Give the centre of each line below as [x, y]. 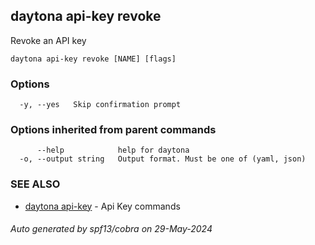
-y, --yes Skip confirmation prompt [100, 105]
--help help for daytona [113, 150]
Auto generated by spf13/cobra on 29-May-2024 [111, 229]
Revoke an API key [48, 40]
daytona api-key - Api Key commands [102, 206]
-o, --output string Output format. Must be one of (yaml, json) [163, 159]
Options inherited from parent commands [113, 130]
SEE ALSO [35, 184]
